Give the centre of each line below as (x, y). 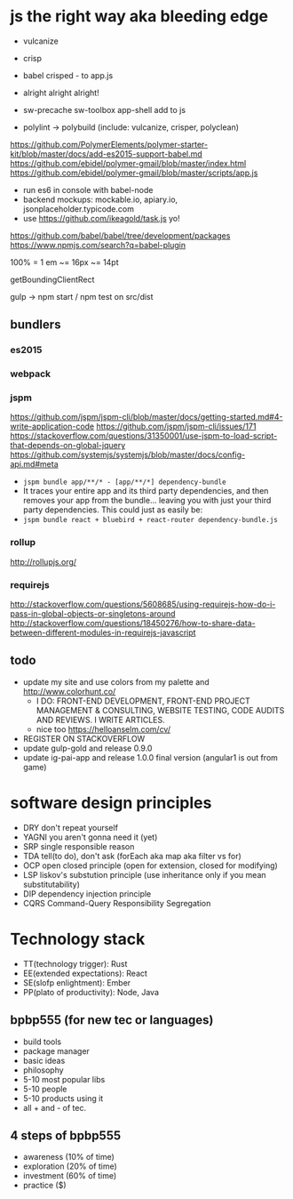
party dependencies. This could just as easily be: (113, 510)
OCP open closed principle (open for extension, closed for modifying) (150, 865)
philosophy (44, 1070)
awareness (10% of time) (68, 1157)
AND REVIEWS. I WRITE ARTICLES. (100, 720)
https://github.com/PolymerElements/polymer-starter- (109, 144)
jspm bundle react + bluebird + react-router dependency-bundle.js (150, 520)
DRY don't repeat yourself (71, 827)
